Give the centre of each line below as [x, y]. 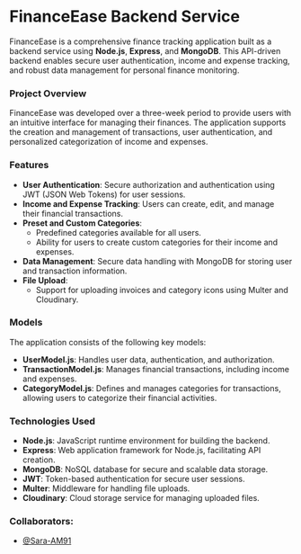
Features [29, 165]
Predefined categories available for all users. [119, 232]
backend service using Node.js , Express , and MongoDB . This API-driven [145, 50]
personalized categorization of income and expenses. [109, 142]
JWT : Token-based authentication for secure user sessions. [133, 479]
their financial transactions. [73, 213]
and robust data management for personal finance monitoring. [124, 70]
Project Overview [48, 94]
